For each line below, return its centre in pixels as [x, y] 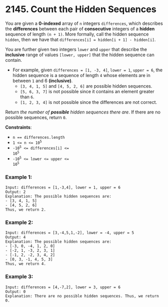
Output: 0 [16, 292]
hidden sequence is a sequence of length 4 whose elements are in [81, 75]
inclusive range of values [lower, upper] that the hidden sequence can [80, 55]
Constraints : [18, 127]
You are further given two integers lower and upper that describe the [76, 49]
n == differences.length [39, 137]
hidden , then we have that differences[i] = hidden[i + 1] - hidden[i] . [81, 40]
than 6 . [27, 97]
